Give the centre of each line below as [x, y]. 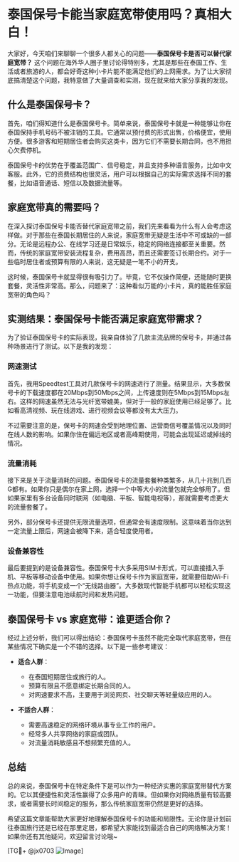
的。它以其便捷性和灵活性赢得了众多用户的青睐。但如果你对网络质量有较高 [116, 794]
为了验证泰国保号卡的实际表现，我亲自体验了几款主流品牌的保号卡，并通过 [116, 337]
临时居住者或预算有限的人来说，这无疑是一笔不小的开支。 [97, 261]
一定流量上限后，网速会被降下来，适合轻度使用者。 [82, 530]
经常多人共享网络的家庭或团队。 [75, 734]
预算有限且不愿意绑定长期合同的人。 [81, 686]
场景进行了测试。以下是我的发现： [63, 347]
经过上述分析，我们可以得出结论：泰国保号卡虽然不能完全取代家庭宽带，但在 [119, 638]
